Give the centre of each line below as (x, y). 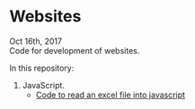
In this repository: (42, 68)
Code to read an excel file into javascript (111, 95)
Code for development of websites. (75, 50)
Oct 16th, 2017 (36, 41)
